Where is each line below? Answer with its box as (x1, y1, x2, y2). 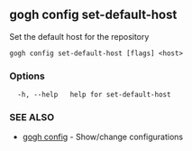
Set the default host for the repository (9, 31, 150, 42)
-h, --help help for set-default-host (17, 90, 171, 99)
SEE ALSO (9, 111, 55, 124)
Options (9, 70, 45, 82)
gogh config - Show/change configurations (22, 131, 183, 143)
